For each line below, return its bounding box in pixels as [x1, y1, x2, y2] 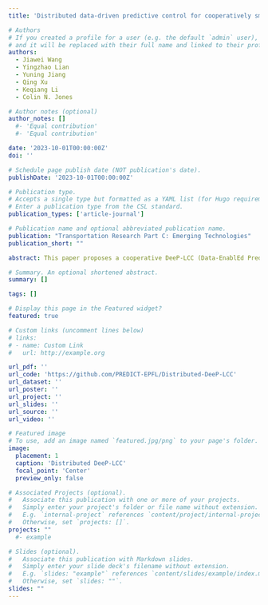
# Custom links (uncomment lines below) [8, 326, 145, 334]
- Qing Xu [15, 78, 48, 86]
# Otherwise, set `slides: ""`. [8, 577, 124, 586]
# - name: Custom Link [8, 341, 84, 349]
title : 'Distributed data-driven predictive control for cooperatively [8, 11, 251, 20]
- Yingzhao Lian [15, 63, 69, 72]
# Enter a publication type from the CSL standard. [8, 203, 183, 211]
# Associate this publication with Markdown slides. [8, 555, 195, 563]
